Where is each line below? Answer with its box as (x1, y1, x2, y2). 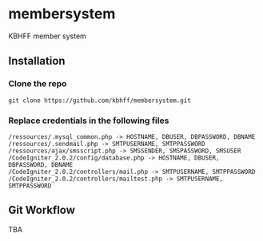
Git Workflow (8, 203, 76, 217)
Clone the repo (8, 78, 67, 89)
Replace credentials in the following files (8, 115, 169, 126)
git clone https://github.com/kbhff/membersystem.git (8, 97, 192, 105)
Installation (8, 54, 66, 68)
